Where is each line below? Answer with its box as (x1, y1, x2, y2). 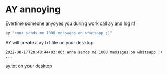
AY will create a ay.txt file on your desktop (5, 39, 94, 45)
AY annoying (5, 4, 61, 15)
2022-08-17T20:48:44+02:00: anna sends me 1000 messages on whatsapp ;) (5, 50, 163, 55)
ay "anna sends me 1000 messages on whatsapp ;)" (5, 30, 113, 35)
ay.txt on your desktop (5, 63, 52, 69)
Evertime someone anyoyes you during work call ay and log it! (5, 20, 136, 27)
